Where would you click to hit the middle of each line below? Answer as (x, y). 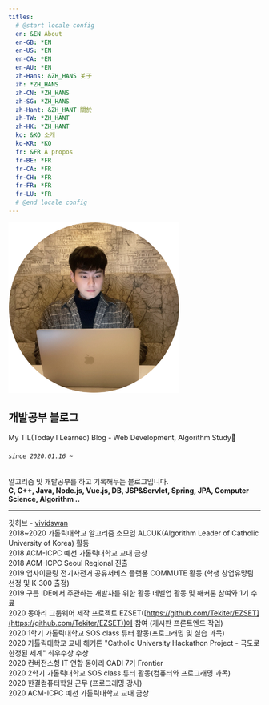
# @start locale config (55, 25)
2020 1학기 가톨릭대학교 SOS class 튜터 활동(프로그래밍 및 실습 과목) (117, 633)
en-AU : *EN (34, 68)
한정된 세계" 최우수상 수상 (49, 653)
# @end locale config (52, 203)
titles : (21, 17)
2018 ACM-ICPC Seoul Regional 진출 (68, 563)
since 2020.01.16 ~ (41, 456)
